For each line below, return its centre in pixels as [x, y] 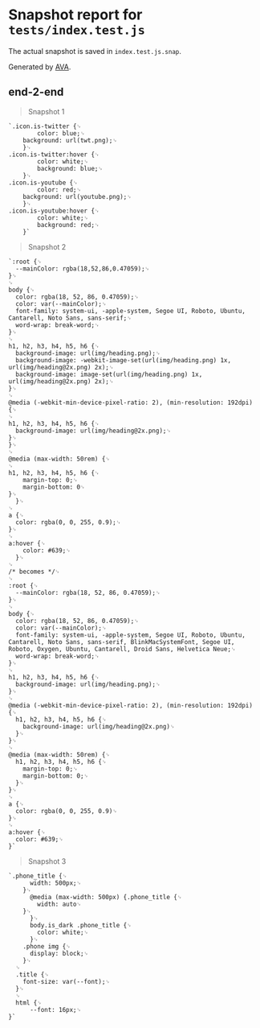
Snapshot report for [75, 15]
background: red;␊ [69, 225]
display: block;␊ [59, 953]
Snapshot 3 [47, 861]
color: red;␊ [59, 190]
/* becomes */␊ [34, 572]
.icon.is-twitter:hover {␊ [54, 155]
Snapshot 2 [47, 246]
